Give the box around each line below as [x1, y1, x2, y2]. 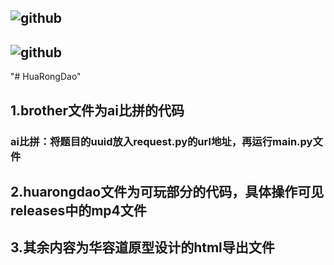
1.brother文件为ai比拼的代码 [10, 102, 185, 119]
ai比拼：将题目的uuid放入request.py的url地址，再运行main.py [10, 134, 313, 148]
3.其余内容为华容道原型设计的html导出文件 [10, 239, 275, 256]
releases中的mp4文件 [10, 202, 147, 219]
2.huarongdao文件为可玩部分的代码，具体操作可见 [10, 183, 325, 200]
